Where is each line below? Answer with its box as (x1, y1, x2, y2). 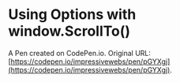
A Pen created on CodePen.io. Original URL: (8, 48, 152, 58)
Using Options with (8, 6, 137, 24)
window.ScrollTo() (8, 22, 131, 40)
